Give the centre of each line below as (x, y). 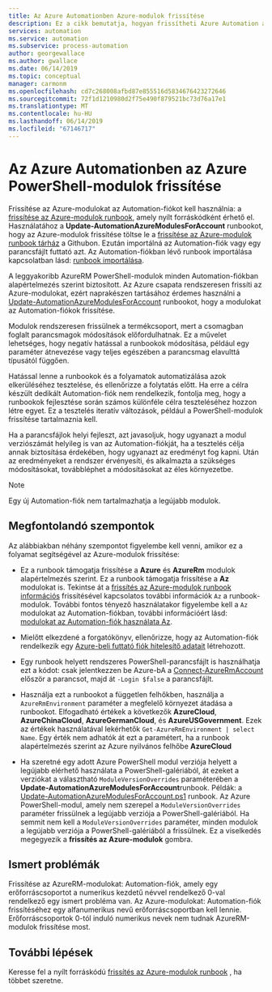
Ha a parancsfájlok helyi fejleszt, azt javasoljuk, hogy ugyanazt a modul (127, 435)
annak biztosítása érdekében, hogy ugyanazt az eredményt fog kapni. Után (134, 452)
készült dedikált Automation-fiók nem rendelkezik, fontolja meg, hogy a (127, 393)
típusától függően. (39, 360)
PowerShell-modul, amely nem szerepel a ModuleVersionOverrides (130, 805)
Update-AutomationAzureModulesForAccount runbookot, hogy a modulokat (135, 301)
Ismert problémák (54, 864)
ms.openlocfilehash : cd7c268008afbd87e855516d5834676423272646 (117, 91)
